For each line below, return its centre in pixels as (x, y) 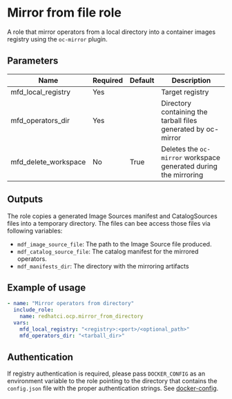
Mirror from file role (65, 13)
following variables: (35, 231)
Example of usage (47, 288)
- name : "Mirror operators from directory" (71, 304)
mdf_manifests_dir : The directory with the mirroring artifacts (103, 266)
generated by (183, 129)
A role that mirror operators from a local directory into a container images (112, 32)
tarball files (179, 120)
